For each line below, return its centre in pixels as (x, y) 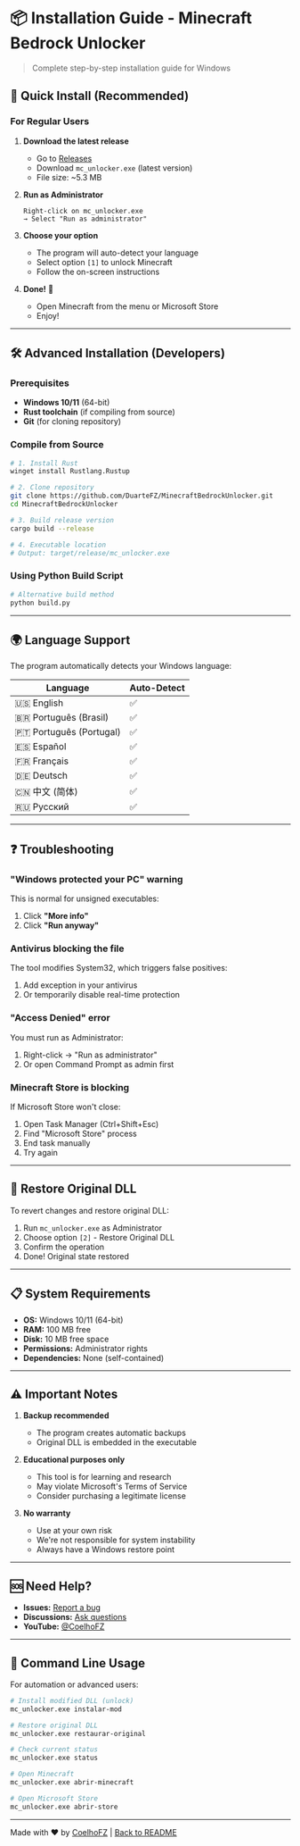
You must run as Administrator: (67, 1037)
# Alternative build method (62, 594)
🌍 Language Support (70, 640)
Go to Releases (64, 158)
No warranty (47, 1513)
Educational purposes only (74, 1460)
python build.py (40, 603)
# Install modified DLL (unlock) (72, 1700)
